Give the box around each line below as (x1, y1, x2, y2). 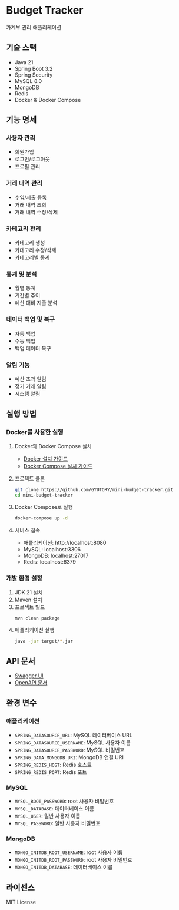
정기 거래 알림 (14, 382, 47, 389)
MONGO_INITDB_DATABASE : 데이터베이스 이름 (14, 863, 113, 871)
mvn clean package (14, 615, 60, 621)
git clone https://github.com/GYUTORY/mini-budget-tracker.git (14, 487, 174, 492)
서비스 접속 (14, 527, 41, 534)
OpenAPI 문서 (14, 679, 48, 686)
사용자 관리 (6, 134, 36, 142)
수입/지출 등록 (14, 194, 47, 201)
